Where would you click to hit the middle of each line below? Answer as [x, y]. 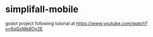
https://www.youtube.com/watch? [112, 23]
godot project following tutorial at [40, 23]
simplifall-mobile [42, 9]
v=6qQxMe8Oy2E [24, 28]
